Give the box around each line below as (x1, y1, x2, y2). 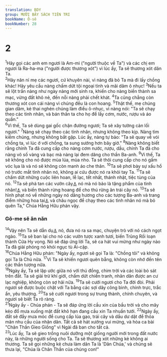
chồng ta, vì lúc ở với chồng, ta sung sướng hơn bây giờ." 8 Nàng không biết (5, 139, 160, 146)
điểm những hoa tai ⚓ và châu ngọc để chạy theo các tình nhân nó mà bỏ (5, 197, 156, 203)
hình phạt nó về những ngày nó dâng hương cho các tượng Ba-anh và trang (5, 192, 160, 198)
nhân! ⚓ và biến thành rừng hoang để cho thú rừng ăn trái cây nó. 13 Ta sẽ (5, 186, 156, 193)
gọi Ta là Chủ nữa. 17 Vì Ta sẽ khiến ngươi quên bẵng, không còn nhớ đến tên (5, 255, 162, 262)
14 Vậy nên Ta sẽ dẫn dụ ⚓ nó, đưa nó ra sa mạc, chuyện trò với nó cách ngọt (5, 227, 162, 233)
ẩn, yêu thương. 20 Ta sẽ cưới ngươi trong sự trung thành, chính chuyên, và (5, 290, 158, 297)
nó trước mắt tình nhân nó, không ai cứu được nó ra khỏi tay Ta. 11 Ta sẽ (5, 168, 151, 175)
